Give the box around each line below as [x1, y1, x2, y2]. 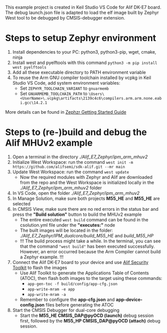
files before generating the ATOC [46, 301, 114, 307]
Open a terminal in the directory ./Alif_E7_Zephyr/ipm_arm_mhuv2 [12, 154, 148, 160]
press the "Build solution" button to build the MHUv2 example [12, 211, 142, 217]
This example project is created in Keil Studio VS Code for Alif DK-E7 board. [5, 5, 161, 10]
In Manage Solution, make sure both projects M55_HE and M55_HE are [12, 195, 160, 201]
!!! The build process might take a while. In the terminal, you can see [20, 238, 161, 244]
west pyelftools [12, 65, 47, 70]
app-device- [116, 296, 143, 302]
